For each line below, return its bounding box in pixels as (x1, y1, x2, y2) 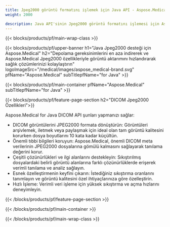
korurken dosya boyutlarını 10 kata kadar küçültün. (12, 133, 118, 139)
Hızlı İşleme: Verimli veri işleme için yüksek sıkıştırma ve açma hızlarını (12, 181, 159, 187)
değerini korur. (12, 149, 44, 155)
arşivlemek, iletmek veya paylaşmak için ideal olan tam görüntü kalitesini (12, 127, 164, 133)
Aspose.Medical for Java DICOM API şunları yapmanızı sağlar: (5, 112, 135, 118)
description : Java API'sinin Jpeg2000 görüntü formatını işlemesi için (5, 21, 159, 26)
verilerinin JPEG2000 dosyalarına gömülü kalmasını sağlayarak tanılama (12, 143, 163, 149)
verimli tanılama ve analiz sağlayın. (12, 165, 85, 171)
